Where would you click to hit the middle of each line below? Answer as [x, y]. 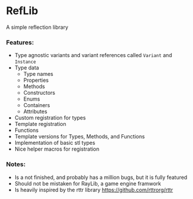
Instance [25, 62]
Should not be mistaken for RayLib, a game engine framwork [88, 183]
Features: [20, 42]
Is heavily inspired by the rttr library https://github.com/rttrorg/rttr [94, 190]
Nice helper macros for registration [57, 149]
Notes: [16, 164]
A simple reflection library [37, 27]
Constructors [39, 93]
